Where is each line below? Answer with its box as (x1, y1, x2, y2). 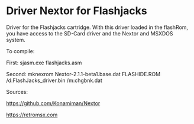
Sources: (6, 88, 28, 95)
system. (6, 36, 25, 43)
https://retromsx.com (6, 111, 58, 118)
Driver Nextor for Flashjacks (6, 4, 147, 18)
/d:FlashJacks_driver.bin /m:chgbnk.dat (6, 77, 102, 84)
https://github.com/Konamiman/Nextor (6, 99, 101, 107)
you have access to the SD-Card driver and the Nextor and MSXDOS (6, 30, 173, 37)
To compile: (6, 47, 35, 54)
